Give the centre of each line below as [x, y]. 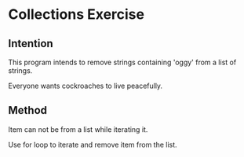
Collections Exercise [76, 15]
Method [28, 110]
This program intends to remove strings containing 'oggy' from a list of [122, 62]
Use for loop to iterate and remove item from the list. [93, 144]
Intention [31, 44]
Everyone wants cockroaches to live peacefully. [86, 86]
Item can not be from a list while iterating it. [78, 129]
